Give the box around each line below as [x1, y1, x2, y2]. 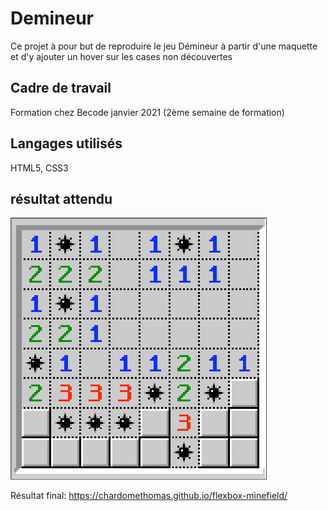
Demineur [10, 7, 94, 30]
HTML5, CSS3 [10, 162, 69, 174]
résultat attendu [10, 190, 113, 207]
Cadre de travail [10, 80, 112, 97]
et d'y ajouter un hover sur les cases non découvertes [10, 50, 233, 62]
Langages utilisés [10, 135, 123, 152]
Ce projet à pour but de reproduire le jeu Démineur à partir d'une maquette [10, 40, 318, 52]
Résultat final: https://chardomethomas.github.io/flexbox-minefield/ [10, 490, 288, 502]
